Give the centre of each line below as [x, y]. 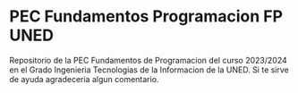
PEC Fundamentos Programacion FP [146, 17]
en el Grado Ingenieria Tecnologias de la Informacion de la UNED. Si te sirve [149, 70]
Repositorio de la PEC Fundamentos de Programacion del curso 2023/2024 [149, 60]
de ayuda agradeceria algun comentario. [84, 79]
